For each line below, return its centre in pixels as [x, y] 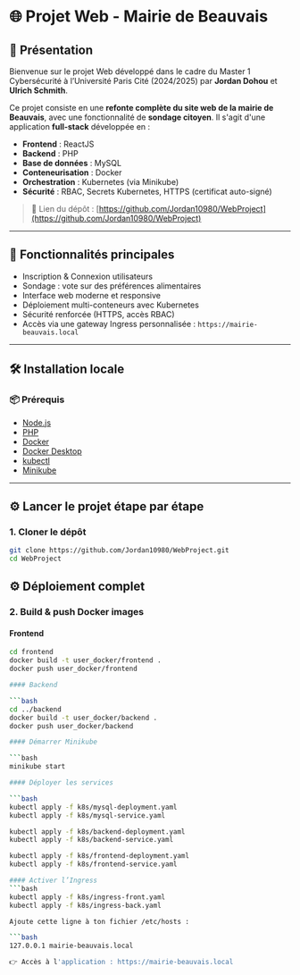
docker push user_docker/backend [71, 726]
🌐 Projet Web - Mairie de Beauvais [139, 17]
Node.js [37, 423]
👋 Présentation [51, 50]
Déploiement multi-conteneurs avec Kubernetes [110, 305]
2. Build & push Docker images [77, 612]
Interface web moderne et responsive [92, 295]
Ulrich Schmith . [39, 90]
